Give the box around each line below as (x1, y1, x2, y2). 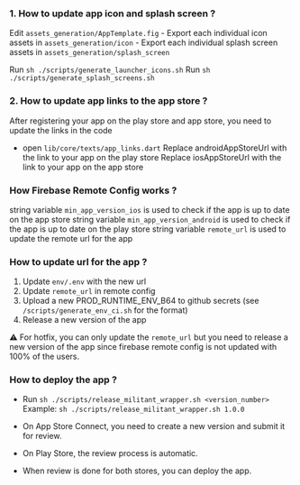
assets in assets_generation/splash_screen (9, 47, 170, 58)
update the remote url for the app (9, 233, 133, 243)
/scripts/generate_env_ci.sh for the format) (22, 305, 188, 316)
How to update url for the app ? (9, 255, 148, 268)
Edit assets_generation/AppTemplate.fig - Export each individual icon (9, 28, 268, 39)
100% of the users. (9, 351, 80, 362)
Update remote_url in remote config (22, 286, 156, 297)
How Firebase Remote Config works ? (9, 184, 177, 197)
